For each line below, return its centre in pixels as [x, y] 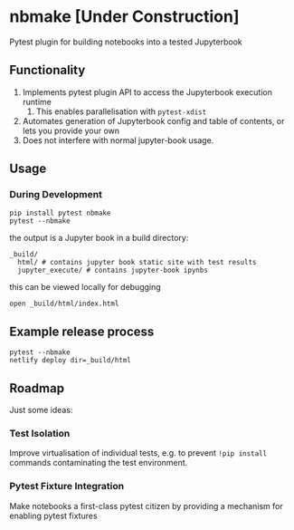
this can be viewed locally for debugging [85, 287]
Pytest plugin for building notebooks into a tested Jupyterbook [126, 42]
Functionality [47, 70]
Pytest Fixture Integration [67, 487]
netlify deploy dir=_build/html [70, 361]
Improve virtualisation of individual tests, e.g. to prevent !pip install [138, 453]
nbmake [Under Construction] [124, 17]
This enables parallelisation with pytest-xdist [121, 111]
